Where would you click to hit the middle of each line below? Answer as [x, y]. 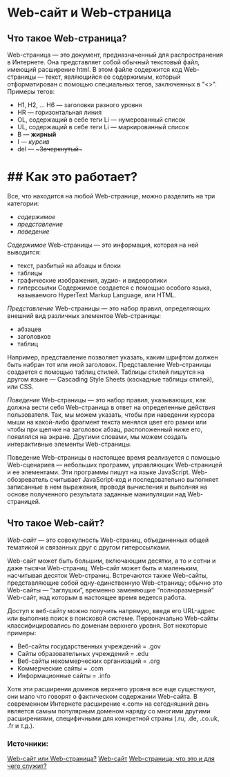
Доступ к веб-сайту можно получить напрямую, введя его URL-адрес [111, 610]
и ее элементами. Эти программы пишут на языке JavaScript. [99, 472]
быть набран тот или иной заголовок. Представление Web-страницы [109, 364]
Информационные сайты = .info [64, 675]
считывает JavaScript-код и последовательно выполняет [134, 479]
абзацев [29, 329]
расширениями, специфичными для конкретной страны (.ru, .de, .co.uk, [113, 718]
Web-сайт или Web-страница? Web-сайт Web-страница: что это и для [111, 759]
